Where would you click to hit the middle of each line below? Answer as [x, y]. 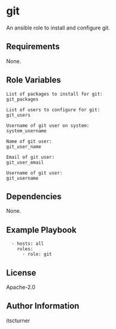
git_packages [22, 99]
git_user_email [25, 162]
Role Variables [33, 80]
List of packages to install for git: [54, 94]
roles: [25, 249]
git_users [19, 115]
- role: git [37, 254]
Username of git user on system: [48, 125]
